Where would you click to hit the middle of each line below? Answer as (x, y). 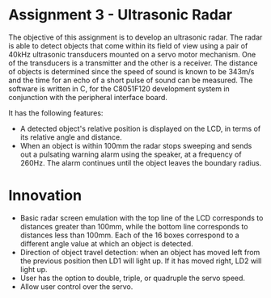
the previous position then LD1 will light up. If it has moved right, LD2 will (141, 261)
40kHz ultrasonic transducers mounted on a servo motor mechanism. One (132, 54)
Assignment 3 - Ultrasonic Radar (121, 15)
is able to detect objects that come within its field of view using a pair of (128, 45)
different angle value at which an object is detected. (107, 243)
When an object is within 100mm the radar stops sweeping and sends (136, 145)
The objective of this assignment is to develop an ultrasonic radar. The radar (135, 37)
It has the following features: (56, 113)
